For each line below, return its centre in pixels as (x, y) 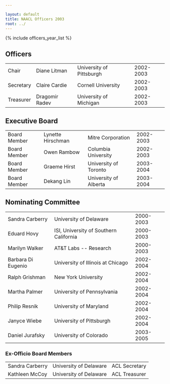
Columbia (99, 149)
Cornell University (99, 85)
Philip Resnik (23, 306)
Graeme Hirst (59, 166)
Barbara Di (20, 259)
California (66, 236)
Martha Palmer (25, 292)
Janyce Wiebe (25, 320)
